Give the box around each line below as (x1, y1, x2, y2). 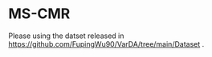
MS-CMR (8, 5, 71, 23)
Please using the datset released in (8, 31, 124, 40)
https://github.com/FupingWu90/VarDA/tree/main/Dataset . (8, 39, 205, 48)
